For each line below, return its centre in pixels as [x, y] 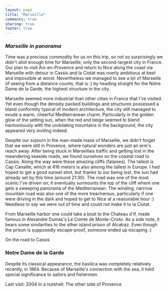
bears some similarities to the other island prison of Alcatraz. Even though [81, 225]
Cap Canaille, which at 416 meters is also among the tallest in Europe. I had [82, 167]
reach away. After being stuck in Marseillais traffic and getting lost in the [80, 151]
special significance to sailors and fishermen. [52, 274]
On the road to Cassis [27, 240]
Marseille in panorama [33, 46]
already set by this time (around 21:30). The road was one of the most [77, 178]
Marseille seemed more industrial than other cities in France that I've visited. [84, 99]
